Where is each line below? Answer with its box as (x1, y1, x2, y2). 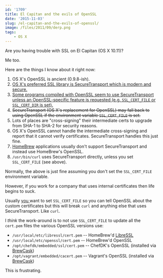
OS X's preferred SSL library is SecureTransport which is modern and (12, 81, 152, 87)
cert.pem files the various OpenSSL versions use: (5, 222, 104, 228)
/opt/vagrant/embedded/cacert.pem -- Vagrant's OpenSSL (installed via (12, 253, 154, 258)
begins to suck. (5, 188, 36, 194)
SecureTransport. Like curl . (5, 208, 61, 214)
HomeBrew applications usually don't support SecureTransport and (12, 143, 147, 149)
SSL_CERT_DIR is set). (12, 102, 54, 108)
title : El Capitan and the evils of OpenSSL (5, 12, 97, 17)
